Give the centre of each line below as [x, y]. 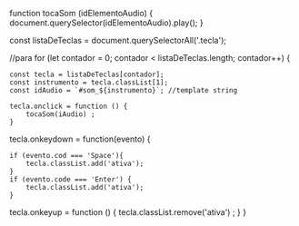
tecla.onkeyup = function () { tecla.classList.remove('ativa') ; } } [128, 212]
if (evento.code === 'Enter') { [70, 180]
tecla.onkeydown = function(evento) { [80, 139]
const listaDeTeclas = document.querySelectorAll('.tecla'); [118, 40]
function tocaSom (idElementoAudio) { [81, 13]
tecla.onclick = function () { [69, 106]
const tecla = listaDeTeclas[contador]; [87, 74]
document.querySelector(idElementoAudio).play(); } [106, 23]
